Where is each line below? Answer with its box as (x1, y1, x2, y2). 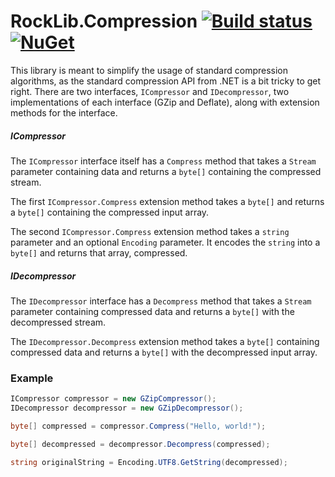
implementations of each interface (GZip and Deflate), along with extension (10, 96, 320, 108)
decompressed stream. (10, 316, 107, 328)
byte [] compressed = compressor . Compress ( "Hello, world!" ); (10, 421, 267, 431)
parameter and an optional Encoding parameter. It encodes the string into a (10, 236, 321, 248)
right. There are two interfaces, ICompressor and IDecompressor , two (10, 85, 290, 97)
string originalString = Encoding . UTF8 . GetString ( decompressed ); (10, 457, 288, 467)
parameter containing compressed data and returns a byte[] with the (10, 305, 295, 317)
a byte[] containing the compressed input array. (10, 206, 210, 218)
